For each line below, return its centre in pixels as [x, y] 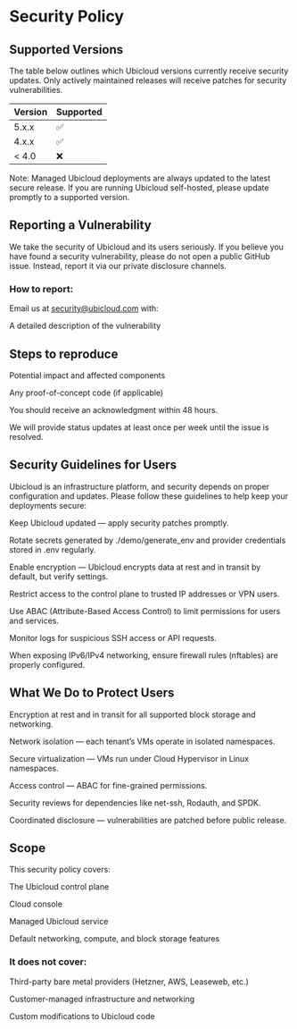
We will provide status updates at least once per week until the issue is [139, 427]
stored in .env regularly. [53, 549]
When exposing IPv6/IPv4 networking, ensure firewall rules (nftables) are [144, 655]
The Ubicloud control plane [59, 887]
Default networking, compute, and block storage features [115, 939]
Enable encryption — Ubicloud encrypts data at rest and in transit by [135, 567]
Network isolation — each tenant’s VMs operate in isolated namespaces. [142, 741]
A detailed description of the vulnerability [85, 326]
